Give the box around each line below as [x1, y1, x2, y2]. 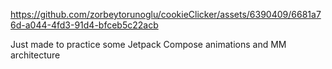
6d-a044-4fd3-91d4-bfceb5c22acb [10, 19, 159, 31]
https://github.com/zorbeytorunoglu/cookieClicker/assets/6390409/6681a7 [10, 9, 322, 20]
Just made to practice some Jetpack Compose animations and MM [10, 39, 287, 50]
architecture [10, 49, 61, 61]
